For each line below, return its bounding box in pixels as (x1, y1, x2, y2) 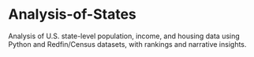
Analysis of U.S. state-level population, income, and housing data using (8, 31, 241, 41)
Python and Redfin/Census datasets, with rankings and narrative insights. (8, 39, 247, 48)
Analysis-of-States (8, 5, 136, 23)
